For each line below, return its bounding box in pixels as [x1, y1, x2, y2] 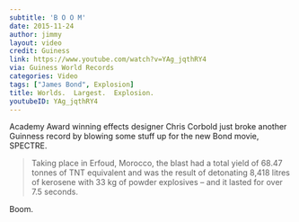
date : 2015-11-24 [9, 22, 75, 31]
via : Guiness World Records [9, 64, 115, 73]
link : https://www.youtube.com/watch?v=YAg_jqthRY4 [9, 55, 207, 64]
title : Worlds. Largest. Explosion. [9, 88, 154, 97]
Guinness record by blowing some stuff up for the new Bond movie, [9, 131, 259, 142]
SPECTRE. [9, 140, 48, 151]
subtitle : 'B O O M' [9, 13, 87, 22]
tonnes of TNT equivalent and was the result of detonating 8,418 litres [31, 167, 290, 178]
